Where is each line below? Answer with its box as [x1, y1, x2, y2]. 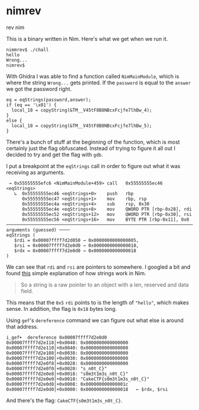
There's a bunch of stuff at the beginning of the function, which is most [6, 138, 180, 145]
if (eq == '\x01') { [6, 102, 57, 108]
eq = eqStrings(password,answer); [6, 97, 92, 103]
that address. [6, 323, 38, 330]
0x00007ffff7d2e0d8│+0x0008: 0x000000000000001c [6, 381, 129, 387]
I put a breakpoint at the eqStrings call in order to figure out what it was [6, 162, 181, 170]
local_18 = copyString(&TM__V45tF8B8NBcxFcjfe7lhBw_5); [11, 123, 152, 129]
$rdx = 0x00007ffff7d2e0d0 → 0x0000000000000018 [14, 247, 136, 253]
